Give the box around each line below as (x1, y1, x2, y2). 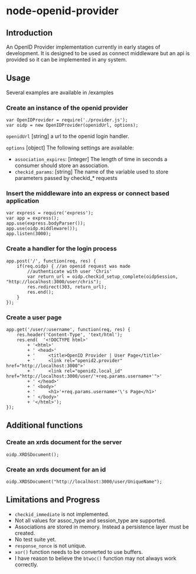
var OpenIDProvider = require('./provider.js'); (6, 117, 128, 123)
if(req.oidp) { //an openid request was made (17, 263, 131, 269)
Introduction (6, 28, 53, 38)
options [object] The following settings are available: (6, 144, 134, 152)
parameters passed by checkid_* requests (14, 175, 118, 182)
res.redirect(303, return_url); (27, 284, 107, 290)
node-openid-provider (6, 4, 119, 18)
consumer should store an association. (14, 162, 109, 169)
